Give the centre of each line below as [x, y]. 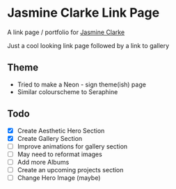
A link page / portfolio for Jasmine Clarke [66, 32]
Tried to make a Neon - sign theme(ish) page [81, 84]
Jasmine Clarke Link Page [83, 13]
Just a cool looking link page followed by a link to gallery [88, 45]
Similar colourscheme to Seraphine [67, 91]
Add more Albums [43, 162]
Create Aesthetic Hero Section [61, 130]
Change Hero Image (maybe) [59, 177]
